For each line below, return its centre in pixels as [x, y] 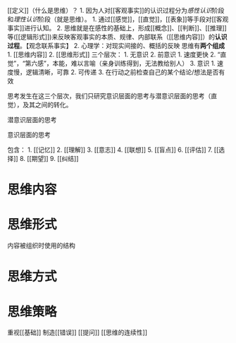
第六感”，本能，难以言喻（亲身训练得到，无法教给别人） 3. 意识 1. [120, 63]
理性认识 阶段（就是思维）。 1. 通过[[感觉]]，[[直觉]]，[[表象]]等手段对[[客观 [121, 19]
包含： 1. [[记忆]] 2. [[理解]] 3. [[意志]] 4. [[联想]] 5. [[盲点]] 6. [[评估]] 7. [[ [113, 150]
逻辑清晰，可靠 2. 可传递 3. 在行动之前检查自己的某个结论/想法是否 [122, 72]
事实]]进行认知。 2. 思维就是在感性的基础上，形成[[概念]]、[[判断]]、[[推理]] [117, 28]
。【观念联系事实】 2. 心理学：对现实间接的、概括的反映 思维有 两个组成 [123, 46]
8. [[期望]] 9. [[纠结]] [49, 158]
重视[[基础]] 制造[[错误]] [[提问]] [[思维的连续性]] [77, 332]
